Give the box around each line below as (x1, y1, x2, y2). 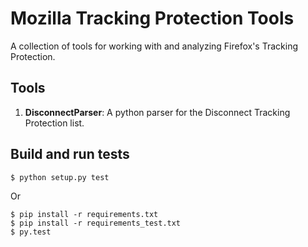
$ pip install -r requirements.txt (10, 209, 159, 219)
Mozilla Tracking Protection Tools (10, 7, 295, 30)
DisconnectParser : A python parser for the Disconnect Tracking (24, 106, 291, 118)
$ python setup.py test (10, 172, 110, 182)
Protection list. (24, 117, 85, 129)
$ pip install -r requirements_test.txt (10, 218, 182, 228)
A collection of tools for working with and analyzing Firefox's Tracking (10, 40, 299, 52)
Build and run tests (10, 146, 130, 163)
